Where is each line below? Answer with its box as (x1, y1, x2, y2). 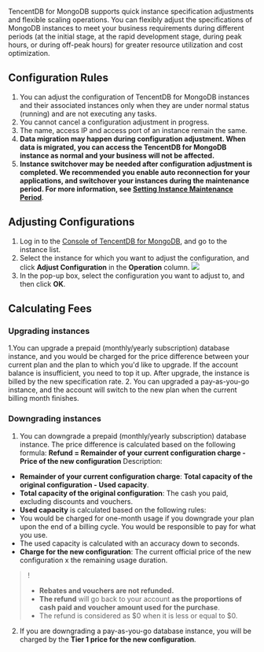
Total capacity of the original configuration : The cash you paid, (19, 488, 229, 498)
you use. (19, 530, 48, 539)
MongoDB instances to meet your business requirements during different (8, 24, 245, 32)
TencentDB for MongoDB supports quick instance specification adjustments (8, 7, 254, 16)
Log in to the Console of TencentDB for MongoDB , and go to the (19, 236, 228, 246)
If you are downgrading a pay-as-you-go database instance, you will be (19, 626, 251, 635)
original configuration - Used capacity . (19, 480, 149, 489)
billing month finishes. (8, 394, 80, 403)
